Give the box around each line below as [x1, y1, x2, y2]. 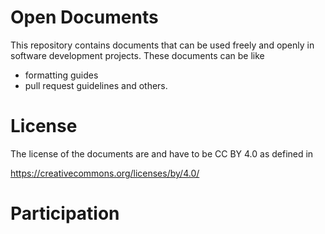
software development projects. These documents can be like [10, 49, 265, 61]
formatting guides [24, 69, 99, 81]
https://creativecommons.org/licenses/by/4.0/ [10, 167, 200, 179]
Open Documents [10, 6, 159, 29]
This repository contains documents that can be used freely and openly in [10, 39, 315, 51]
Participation [10, 202, 120, 225]
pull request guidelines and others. [24, 79, 168, 91]
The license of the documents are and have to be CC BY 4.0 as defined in [10, 147, 314, 160]
